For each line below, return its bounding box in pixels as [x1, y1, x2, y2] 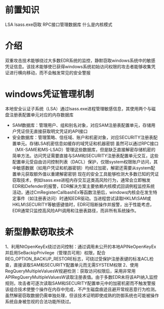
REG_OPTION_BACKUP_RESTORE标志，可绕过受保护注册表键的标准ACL [5, 256, 150, 262]
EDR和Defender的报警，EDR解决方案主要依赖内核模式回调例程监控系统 [12, 183, 155, 189]
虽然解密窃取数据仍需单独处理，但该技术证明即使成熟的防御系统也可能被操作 [5, 292, 159, 298]
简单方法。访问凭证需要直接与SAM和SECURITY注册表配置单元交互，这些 [12, 152, 159, 159]
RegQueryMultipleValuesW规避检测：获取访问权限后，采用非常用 [5, 268, 136, 274]
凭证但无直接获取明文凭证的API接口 [16, 128, 88, 134]
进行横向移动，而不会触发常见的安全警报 [9, 69, 91, 76]
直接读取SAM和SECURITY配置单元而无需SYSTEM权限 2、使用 [13, 262, 139, 268]
